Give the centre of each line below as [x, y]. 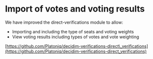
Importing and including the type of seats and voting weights [73, 31]
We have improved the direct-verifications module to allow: [64, 22]
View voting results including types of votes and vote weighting [76, 37]
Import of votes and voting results [75, 9]
